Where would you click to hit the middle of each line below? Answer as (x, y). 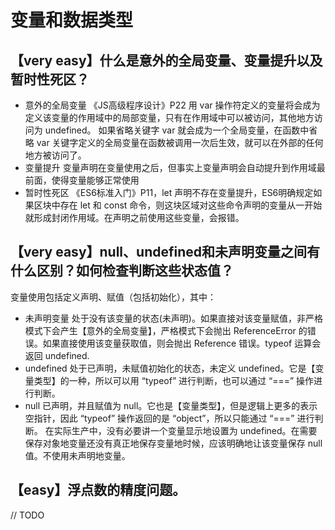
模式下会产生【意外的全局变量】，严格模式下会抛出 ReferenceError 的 (166, 330)
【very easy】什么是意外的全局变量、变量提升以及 (166, 60)
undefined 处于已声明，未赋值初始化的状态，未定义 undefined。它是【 (170, 368)
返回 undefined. (57, 355)
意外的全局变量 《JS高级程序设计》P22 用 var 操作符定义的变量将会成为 (172, 105)
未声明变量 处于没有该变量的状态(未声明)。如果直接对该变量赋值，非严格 (173, 318)
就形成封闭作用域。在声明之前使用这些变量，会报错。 (134, 217)
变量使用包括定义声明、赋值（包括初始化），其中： (113, 297)
